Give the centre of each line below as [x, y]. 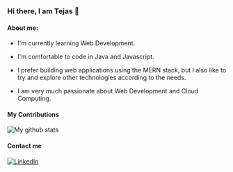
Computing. [34, 99]
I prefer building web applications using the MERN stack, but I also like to [122, 70]
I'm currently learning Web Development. [76, 43]
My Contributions [33, 114]
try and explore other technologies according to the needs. [102, 78]
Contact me [24, 146]
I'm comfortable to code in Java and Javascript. [86, 57]
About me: [23, 28]
